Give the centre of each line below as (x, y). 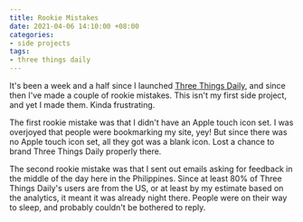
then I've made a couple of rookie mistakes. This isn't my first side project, (148, 95)
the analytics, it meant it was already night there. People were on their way (148, 198)
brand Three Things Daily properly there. (85, 151)
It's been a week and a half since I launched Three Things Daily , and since (148, 86)
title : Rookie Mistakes (54, 18)
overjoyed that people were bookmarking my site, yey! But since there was (148, 132)
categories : (32, 34)
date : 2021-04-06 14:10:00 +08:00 (75, 26)
